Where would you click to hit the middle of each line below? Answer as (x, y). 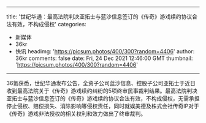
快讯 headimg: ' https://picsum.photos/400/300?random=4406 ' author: (105, 51)
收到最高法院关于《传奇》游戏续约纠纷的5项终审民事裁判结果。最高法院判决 (102, 91)
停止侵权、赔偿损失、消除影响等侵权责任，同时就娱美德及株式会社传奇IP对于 (103, 106)
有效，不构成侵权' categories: (49, 24)
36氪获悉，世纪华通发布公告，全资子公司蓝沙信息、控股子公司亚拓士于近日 (101, 83)
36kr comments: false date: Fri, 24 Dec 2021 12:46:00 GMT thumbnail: (104, 58)
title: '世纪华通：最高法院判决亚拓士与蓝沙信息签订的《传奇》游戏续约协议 (99, 17)
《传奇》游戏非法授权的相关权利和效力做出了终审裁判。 (76, 114)
